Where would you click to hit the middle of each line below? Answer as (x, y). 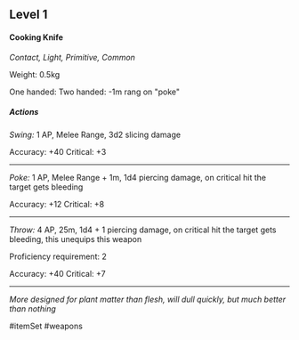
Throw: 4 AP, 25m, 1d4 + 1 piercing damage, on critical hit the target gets (143, 230)
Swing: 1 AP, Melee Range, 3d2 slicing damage (95, 134)
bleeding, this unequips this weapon (76, 239)
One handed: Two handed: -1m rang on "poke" (95, 92)
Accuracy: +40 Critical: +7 (57, 273)
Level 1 (28, 15)
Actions (24, 112)
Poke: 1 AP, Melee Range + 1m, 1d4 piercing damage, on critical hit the (138, 177)
